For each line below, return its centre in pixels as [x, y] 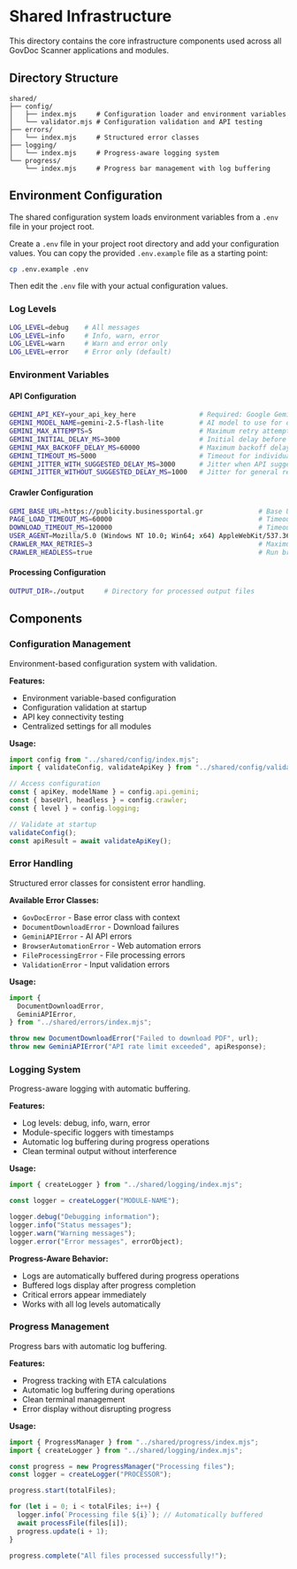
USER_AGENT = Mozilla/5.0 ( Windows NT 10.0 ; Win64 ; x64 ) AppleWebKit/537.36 [150, 536]
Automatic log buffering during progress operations [116, 1142]
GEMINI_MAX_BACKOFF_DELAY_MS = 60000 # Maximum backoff [138, 448]
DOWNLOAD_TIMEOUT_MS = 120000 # [136, 528]
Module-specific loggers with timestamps [98, 1133]
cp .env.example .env [49, 269]
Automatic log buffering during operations [98, 1390]
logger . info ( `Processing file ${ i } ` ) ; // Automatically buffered [140, 1515]
